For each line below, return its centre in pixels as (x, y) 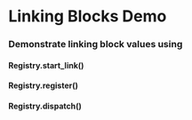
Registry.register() (44, 85)
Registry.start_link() (46, 65)
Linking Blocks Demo (88, 16)
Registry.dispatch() (45, 106)
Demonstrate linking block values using (96, 44)
